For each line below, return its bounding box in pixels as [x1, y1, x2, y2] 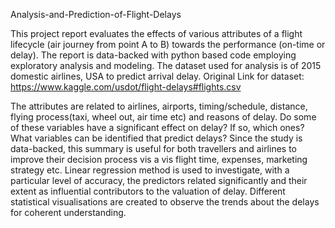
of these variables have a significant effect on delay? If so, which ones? [10, 122, 305, 133]
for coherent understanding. [10, 207, 127, 218]
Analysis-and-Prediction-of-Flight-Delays [10, 9, 182, 20]
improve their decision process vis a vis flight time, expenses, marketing [10, 154, 308, 165]
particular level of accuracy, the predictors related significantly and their [10, 175, 308, 186]
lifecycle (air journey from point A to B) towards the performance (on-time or [10, 39, 326, 50]
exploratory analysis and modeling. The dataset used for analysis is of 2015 [10, 60, 322, 71]
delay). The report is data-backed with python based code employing [10, 49, 297, 61]
